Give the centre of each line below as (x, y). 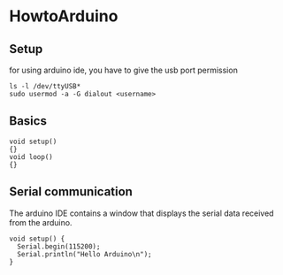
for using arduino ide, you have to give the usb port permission (124, 70)
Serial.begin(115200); (59, 246)
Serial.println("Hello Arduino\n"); (84, 254)
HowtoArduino (64, 16)
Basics (28, 121)
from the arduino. (41, 222)
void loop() (31, 157)
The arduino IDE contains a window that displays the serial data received (141, 213)
